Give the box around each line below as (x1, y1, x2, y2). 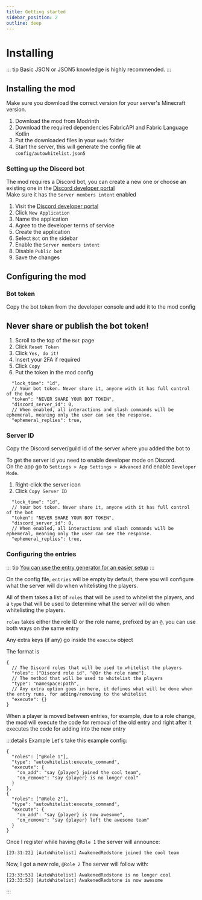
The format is (6, 647, 40, 655)
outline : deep (6, 20, 42, 26)
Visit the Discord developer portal (14, 203, 99, 210)
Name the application (14, 215, 68, 223)
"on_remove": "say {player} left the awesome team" (17, 817, 150, 823)
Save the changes (14, 254, 60, 261)
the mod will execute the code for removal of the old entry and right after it (6, 719, 192, 726)
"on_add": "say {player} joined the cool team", (17, 769, 142, 775)
